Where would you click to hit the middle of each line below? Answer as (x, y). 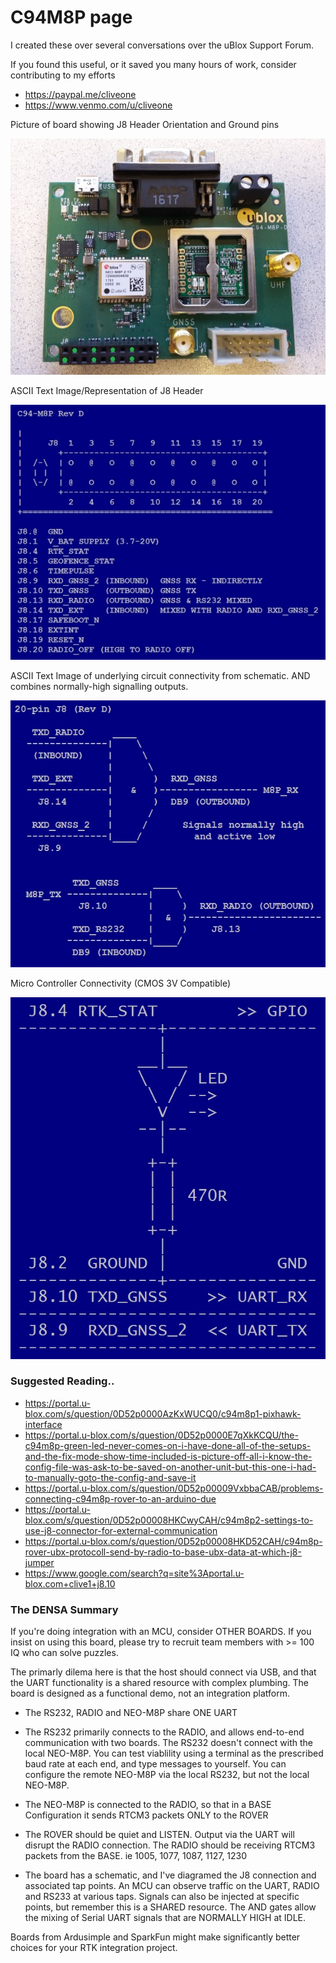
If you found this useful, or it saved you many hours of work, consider (153, 64)
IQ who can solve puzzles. (64, 1653)
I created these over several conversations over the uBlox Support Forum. (162, 45)
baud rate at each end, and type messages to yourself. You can (155, 1764)
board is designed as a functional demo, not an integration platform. (150, 1693)
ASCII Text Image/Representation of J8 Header (107, 390)
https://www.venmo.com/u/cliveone (98, 105)
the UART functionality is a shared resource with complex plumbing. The (160, 1683)
